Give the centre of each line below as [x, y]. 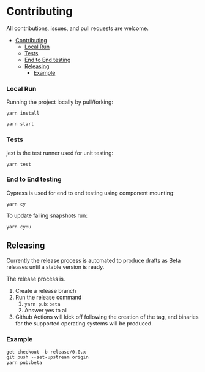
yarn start [20, 124]
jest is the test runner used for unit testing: [60, 153]
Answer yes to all [46, 310]
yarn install [23, 114]
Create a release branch [46, 290]
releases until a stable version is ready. [55, 267]
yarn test [19, 164]
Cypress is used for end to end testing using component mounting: [91, 193]
